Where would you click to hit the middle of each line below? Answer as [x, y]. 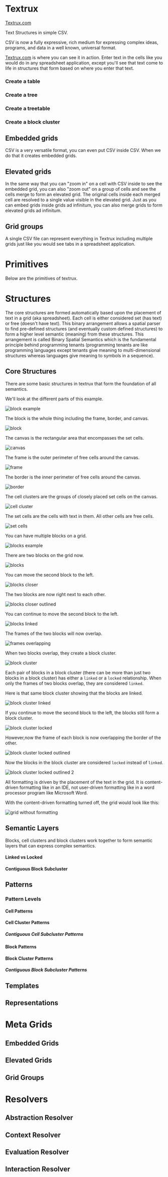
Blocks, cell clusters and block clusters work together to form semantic [79, 840]
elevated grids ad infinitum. [33, 210]
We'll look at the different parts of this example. [54, 399]
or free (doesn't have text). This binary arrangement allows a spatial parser [83, 323]
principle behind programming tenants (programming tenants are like [77, 345]
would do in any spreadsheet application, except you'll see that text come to [84, 63]
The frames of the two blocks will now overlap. [54, 633]
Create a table [23, 81]
